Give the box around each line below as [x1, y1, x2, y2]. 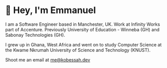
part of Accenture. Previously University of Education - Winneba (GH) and [5, 26, 160, 32]
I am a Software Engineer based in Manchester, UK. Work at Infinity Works [5, 21, 160, 27]
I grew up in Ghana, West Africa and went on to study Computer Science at [5, 41, 162, 47]
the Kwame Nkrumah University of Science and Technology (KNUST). [5, 47, 151, 53]
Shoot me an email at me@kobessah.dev [5, 56, 91, 62]
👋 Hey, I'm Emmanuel [5, 5, 96, 16]
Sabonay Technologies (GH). [5, 32, 65, 38]
